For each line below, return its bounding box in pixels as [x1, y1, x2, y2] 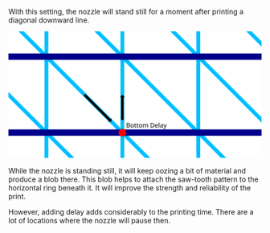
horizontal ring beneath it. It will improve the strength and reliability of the [8, 183, 252, 192]
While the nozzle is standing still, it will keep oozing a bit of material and [8, 166, 247, 175]
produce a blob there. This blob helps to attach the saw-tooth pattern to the [8, 174, 259, 184]
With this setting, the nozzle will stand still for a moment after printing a [8, 7, 243, 16]
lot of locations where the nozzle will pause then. [8, 216, 171, 225]
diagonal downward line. [8, 15, 90, 25]
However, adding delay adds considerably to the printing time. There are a [8, 207, 255, 216]
